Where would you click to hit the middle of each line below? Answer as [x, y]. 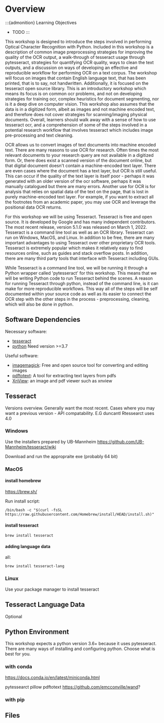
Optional [14, 616]
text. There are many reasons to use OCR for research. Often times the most [82, 150]
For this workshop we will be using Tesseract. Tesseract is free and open [79, 217]
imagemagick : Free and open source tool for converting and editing [80, 365]
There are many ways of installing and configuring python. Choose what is [80, 649]
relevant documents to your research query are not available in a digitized [79, 155]
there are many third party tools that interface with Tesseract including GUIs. [82, 258]
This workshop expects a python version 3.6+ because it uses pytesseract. [81, 644]
